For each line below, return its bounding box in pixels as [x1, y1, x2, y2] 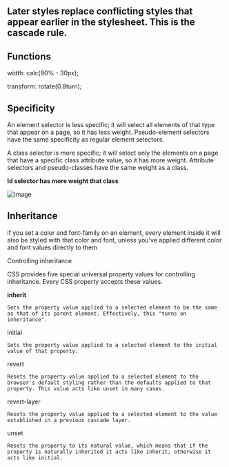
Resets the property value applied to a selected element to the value [7, 410, 217, 417]
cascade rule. [7, 27, 68, 39]
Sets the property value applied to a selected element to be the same [7, 304, 217, 311]
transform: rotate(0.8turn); [7, 82, 82, 90]
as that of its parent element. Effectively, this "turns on [7, 310, 187, 317]
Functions [7, 50, 52, 62]
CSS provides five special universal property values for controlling [7, 269, 195, 278]
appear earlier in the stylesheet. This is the [7, 17, 195, 28]
